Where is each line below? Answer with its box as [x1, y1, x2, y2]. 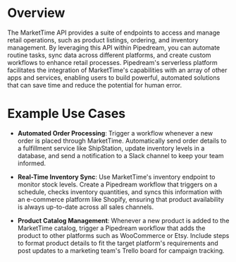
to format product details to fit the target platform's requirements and [17, 239, 218, 247]
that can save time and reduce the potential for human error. [7, 81, 182, 89]
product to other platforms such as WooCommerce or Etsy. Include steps [17, 231, 230, 239]
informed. [17, 159, 46, 167]
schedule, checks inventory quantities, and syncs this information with [17, 187, 223, 196]
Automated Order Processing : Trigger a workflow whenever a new [17, 129, 213, 137]
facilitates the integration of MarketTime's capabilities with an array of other [7, 66, 228, 74]
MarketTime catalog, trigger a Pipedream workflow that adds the [17, 224, 206, 232]
